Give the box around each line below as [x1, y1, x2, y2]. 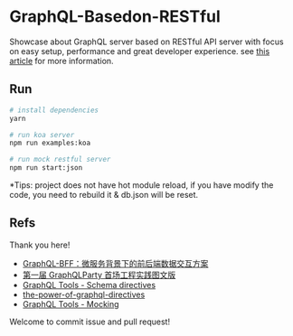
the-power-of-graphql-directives [22, 289, 146, 300]
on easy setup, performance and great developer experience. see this [9, 45, 270, 56]
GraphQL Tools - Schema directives [22, 279, 156, 290]
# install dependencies [9, 106, 99, 115]
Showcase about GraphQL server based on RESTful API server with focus [9, 36, 284, 47]
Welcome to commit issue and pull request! [9, 316, 170, 327]
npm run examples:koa [9, 138, 91, 148]
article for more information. [9, 55, 115, 66]
